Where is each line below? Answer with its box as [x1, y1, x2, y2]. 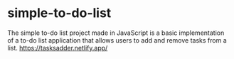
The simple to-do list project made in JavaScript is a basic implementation [7, 28, 225, 37]
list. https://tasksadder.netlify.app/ [7, 43, 108, 52]
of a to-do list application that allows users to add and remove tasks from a [7, 36, 228, 44]
